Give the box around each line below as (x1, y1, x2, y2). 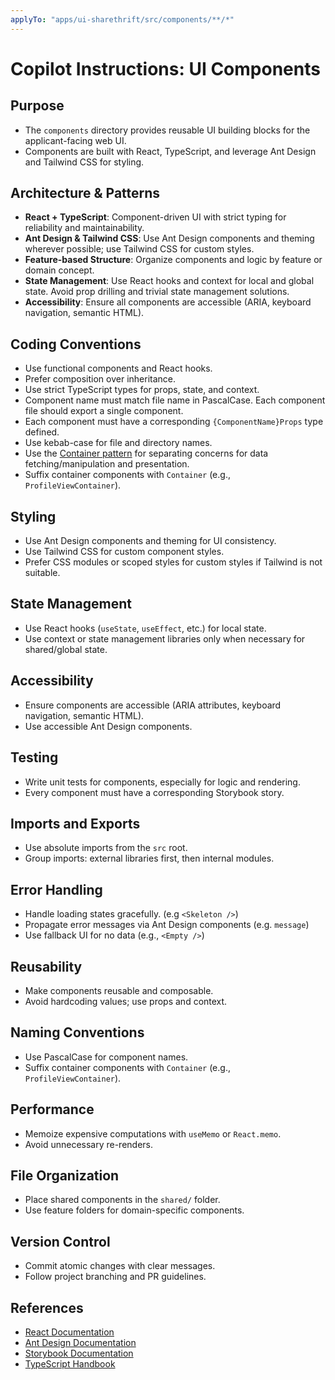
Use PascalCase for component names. (24, 1051, 189, 1063)
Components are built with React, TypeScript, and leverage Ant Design (24, 145, 317, 157)
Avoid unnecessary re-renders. (24, 1138, 154, 1150)
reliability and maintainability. (24, 222, 145, 234)
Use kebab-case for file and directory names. (24, 437, 213, 449)
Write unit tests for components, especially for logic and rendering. (24, 776, 301, 788)
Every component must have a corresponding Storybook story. (24, 786, 285, 798)
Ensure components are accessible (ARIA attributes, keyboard (24, 699, 282, 711)
